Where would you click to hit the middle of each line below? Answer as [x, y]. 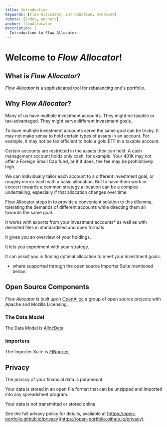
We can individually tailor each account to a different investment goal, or [80, 176]
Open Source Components [47, 287]
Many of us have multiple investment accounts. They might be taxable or [80, 116]
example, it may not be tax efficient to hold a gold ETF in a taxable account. [83, 141]
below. [19, 271]
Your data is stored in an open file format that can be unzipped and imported [84, 389]
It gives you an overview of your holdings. [48, 237]
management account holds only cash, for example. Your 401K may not [79, 156]
